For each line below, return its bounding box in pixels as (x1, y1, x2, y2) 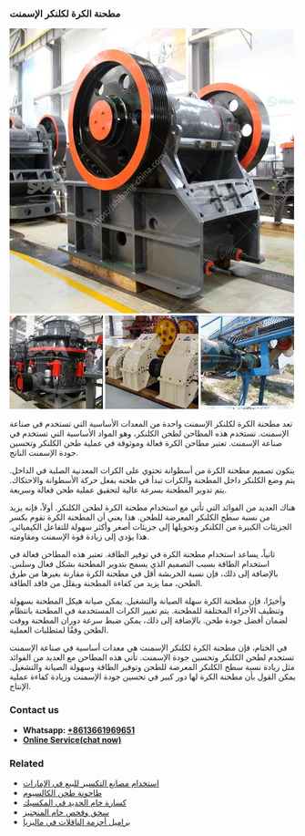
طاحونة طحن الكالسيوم (22, 787, 103, 798)
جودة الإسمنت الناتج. (9, 448, 79, 459)
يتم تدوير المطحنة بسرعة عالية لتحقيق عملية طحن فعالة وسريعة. (9, 484, 228, 495)
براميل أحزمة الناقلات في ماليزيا (22, 816, 131, 827)
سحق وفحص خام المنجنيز (22, 806, 109, 818)
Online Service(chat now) (22, 734, 122, 745)
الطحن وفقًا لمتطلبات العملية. (9, 624, 109, 635)
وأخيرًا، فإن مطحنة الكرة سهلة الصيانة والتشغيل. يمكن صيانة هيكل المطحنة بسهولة (9, 595, 287, 606)
